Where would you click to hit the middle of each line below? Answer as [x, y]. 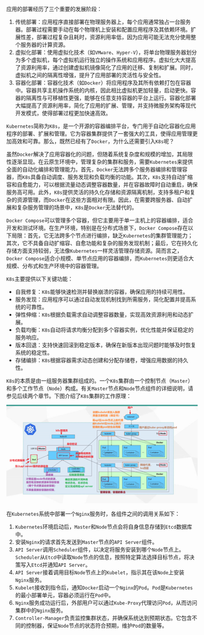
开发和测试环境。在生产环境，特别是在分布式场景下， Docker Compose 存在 [97, 228]
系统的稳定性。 [34, 352]
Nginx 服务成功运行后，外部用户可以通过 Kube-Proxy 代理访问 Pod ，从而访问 [106, 602]
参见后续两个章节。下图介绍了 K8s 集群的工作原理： [69, 396]
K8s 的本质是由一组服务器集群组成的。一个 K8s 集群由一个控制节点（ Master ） [100, 381]
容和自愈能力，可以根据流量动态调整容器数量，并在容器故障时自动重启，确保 [102, 185]
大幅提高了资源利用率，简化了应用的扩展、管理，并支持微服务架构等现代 [105, 106]
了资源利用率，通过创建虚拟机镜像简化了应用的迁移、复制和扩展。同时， [105, 68]
